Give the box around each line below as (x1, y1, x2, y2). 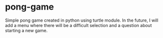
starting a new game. (5, 27, 48, 33)
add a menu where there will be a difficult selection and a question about (5, 22, 152, 28)
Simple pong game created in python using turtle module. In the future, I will (5, 17, 159, 23)
